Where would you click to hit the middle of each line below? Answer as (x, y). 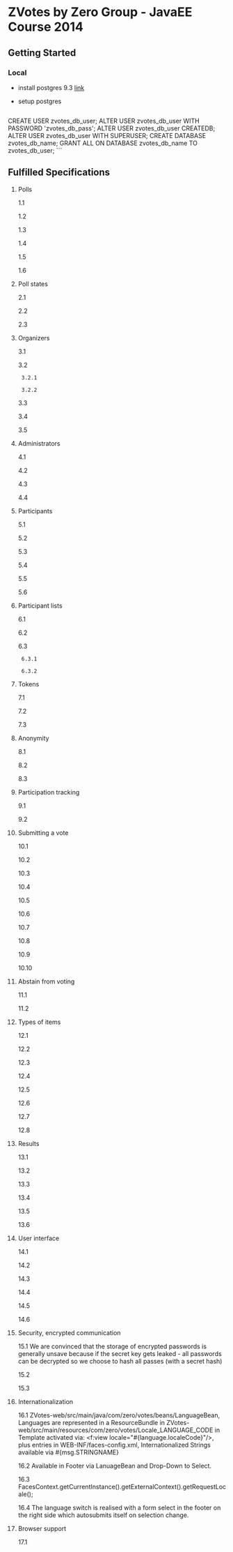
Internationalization (46, 1401)
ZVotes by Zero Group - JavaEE (100, 12)
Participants (35, 511)
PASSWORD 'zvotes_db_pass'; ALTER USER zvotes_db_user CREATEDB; (112, 128)
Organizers (34, 338)
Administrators (39, 443)
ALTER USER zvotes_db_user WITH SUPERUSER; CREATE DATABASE (107, 135)
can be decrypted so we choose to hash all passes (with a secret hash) (120, 1361)
